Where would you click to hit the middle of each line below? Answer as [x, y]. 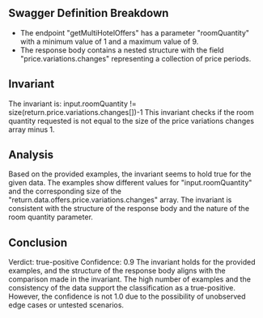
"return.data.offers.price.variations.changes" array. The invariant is [120, 200]
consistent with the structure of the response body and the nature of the [129, 209]
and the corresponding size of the [65, 191]
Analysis [31, 155]
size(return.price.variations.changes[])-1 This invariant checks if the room [131, 112]
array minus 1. [32, 129]
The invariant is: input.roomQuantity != [72, 104]
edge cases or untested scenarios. [66, 305]
